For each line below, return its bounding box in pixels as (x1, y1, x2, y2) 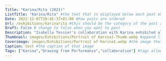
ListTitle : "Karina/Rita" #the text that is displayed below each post (5, 12, 156, 17)
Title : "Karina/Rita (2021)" (5, 7, 65, 12)
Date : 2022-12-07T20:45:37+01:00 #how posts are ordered (5, 16, 125, 21)
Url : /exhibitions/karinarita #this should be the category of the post (5, 21, 158, 26)
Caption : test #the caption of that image (5, 44, 94, 49)
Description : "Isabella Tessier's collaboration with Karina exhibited (5, 30, 156, 35)
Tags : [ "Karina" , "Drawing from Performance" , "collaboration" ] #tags (5, 48, 149, 53)
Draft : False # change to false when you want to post (5, 26, 121, 30)
